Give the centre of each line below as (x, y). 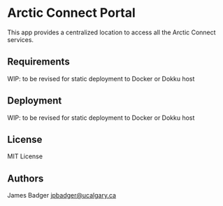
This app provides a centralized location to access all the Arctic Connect (111, 32)
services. (20, 39)
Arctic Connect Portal (72, 13)
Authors (26, 178)
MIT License (25, 156)
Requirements (38, 62)
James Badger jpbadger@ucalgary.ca (62, 195)
